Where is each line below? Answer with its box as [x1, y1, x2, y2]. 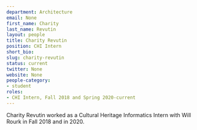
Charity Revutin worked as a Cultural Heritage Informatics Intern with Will [6, 111, 191, 118]
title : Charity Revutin [6, 37, 68, 44]
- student [6, 83, 32, 90]
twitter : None [6, 66, 43, 72]
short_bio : [6, 49, 34, 55]
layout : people [6, 32, 45, 38]
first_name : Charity [6, 20, 60, 26]
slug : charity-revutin [6, 55, 64, 61]
